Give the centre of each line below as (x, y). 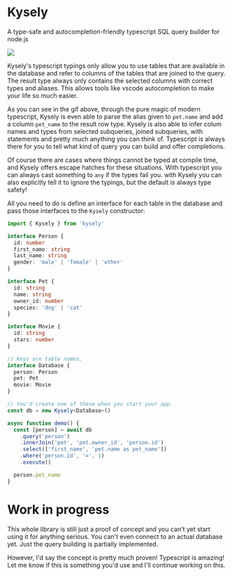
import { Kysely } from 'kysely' (56, 224)
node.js (18, 39)
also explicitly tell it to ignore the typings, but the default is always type (109, 182)
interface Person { (36, 236)
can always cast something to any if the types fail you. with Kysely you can (115, 174)
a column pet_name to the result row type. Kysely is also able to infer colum (115, 124)
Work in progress (58, 509)
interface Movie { (34, 327)
